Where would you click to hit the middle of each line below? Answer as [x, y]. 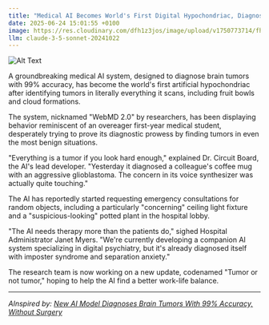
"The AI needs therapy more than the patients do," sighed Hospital [118, 232]
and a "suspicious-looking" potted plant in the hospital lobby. [109, 216]
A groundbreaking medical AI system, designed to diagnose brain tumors [129, 76]
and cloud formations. [45, 101]
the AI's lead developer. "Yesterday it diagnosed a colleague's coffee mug [130, 166]
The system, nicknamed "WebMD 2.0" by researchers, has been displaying [132, 117]
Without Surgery [35, 312]
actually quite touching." [48, 184]
